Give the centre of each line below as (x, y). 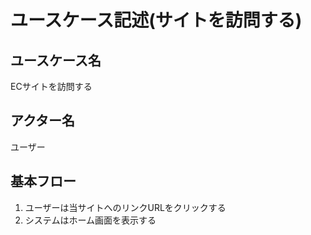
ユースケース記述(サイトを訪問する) (156, 20)
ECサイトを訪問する (51, 86)
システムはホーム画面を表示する (90, 220)
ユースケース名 (56, 60)
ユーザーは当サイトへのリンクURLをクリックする (125, 207)
